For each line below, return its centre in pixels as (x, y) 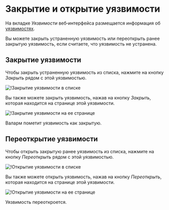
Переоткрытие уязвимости (52, 139)
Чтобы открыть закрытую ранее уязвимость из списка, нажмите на (80, 151)
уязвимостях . (20, 28)
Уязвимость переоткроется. (36, 202)
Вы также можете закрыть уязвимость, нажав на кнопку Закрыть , (78, 97)
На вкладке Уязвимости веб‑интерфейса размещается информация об (83, 23)
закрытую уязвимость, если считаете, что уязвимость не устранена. (81, 44)
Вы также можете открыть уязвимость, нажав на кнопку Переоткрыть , (83, 177)
